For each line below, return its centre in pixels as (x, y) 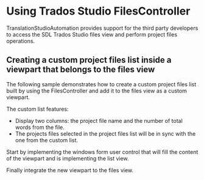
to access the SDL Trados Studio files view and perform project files (92, 34)
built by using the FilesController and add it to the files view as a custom (97, 91)
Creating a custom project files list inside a (89, 60)
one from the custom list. (46, 140)
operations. (21, 41)
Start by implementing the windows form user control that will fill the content (102, 152)
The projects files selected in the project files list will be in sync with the (105, 133)
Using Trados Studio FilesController (98, 11)
